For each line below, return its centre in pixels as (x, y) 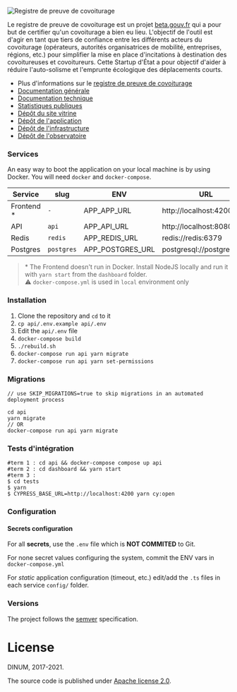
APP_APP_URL (108, 210)
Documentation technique (55, 98)
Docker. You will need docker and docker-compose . (79, 177)
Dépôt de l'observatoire (52, 136)
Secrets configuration (40, 528)
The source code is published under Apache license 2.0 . (89, 681)
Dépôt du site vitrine (47, 113)
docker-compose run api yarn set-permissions (85, 361)
